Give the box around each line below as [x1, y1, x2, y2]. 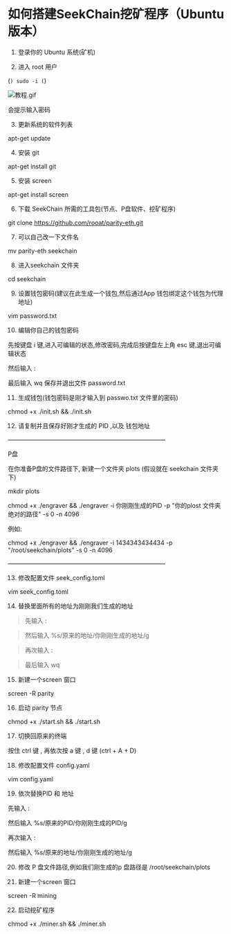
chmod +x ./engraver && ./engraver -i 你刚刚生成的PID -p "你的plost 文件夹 [8, 501, 221, 509]
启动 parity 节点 [17, 703, 63, 712]
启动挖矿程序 [17, 906, 55, 914]
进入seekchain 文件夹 [17, 261, 80, 269]
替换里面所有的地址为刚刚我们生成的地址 [17, 601, 133, 610]
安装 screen [17, 176, 52, 184]
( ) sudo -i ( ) [8, 76, 47, 85]
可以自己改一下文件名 [17, 233, 79, 241]
